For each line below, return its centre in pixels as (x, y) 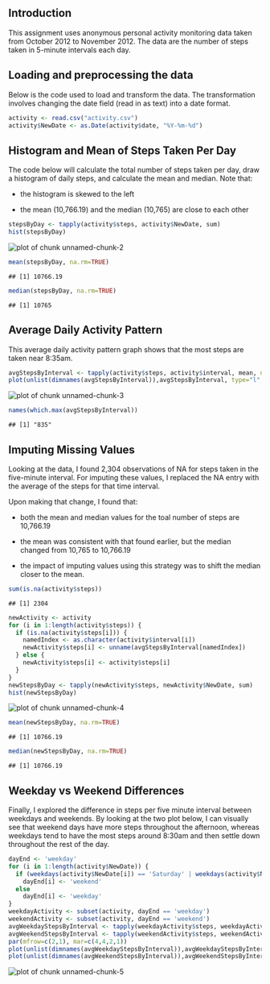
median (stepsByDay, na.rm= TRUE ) (62, 291)
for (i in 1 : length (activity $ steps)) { (75, 625)
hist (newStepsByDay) (43, 692)
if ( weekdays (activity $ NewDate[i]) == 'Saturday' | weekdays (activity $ (138, 874)
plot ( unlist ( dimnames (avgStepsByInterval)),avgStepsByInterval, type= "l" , (136, 380)
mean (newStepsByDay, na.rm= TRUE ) (64, 723)
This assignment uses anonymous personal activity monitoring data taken (130, 32)
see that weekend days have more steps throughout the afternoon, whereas (134, 827)
